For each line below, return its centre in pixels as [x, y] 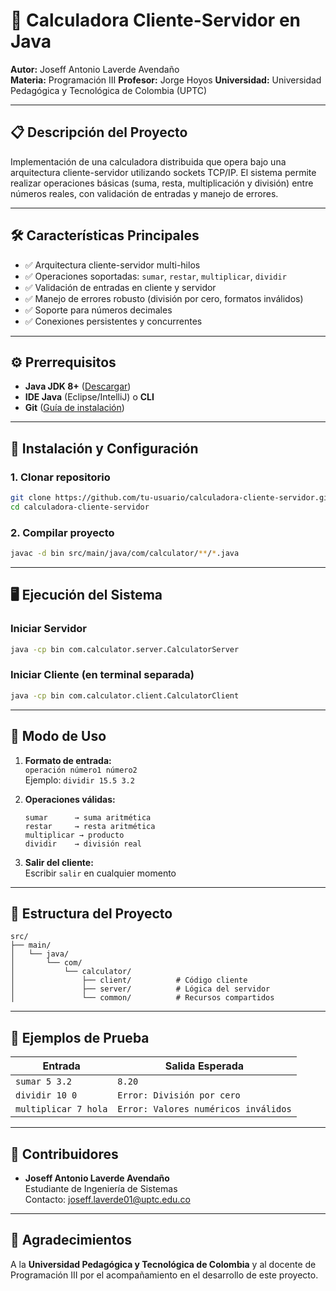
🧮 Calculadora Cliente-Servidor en [155, 20]
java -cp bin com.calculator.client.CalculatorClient [125, 695]
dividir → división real [83, 844]
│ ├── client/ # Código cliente [129, 980]
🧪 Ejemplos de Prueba [80, 1037]
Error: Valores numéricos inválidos [204, 1109]
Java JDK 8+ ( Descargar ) [78, 386]
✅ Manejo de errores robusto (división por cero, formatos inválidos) [164, 298]
